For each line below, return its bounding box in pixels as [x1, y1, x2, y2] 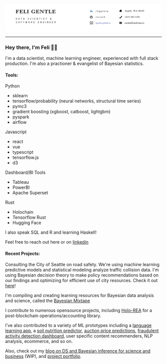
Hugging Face [12, 220, 41, 226]
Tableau [12, 179, 29, 185]
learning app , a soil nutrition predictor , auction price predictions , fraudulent [5, 328, 159, 334]
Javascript [5, 129, 27, 135]
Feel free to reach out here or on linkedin [5, 239, 88, 245]
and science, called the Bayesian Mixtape [5, 298, 90, 304]
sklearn [12, 93, 28, 99]
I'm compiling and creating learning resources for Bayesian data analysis [5, 293, 154, 299]
